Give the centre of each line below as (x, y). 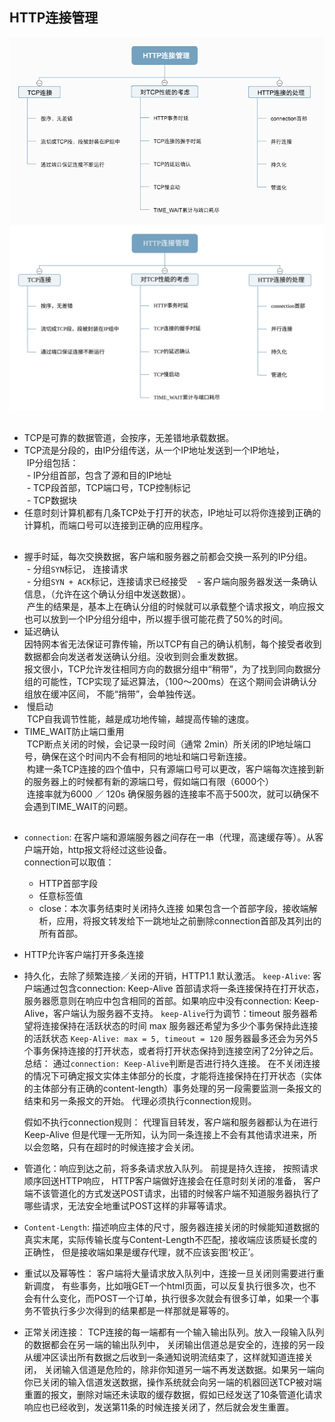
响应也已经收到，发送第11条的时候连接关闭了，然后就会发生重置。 (159, 1407)
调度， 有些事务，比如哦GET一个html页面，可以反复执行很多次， (165, 1286)
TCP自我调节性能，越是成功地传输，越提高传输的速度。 (140, 719)
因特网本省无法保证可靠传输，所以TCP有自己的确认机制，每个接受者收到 (172, 644)
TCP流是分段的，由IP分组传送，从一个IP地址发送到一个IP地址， (154, 450)
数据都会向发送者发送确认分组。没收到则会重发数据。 (133, 656)
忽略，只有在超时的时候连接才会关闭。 (120, 1147)
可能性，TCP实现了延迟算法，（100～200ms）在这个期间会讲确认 (175, 681)
